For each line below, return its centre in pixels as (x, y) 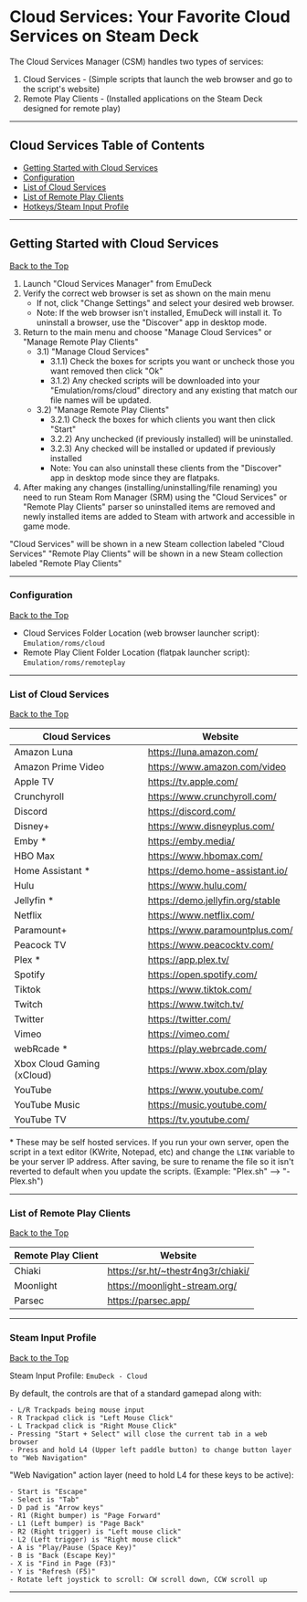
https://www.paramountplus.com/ (220, 931)
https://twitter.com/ (189, 1019)
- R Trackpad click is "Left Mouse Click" (91, 1418)
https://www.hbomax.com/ (205, 856)
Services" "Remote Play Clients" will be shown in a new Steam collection (146, 553)
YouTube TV (40, 1120)
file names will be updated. (101, 400)
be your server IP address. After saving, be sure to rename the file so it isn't (152, 1162)
